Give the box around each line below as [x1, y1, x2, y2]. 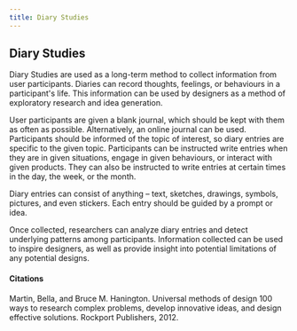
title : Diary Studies [9, 12, 90, 22]
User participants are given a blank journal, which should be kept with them [9, 114, 285, 125]
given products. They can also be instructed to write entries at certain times [9, 162, 286, 173]
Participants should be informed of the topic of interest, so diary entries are [9, 134, 285, 145]
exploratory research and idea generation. [9, 98, 163, 108]
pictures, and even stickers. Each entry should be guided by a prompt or [9, 198, 273, 209]
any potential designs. [9, 253, 90, 264]
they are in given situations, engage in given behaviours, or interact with [9, 153, 273, 163]
